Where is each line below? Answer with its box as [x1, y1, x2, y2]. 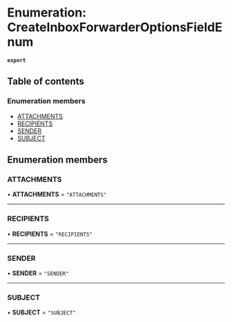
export [7, 57, 26, 63]
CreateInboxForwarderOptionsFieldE [7, 19, 223, 35]
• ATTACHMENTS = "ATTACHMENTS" [7, 190, 107, 199]
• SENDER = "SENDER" [7, 269, 69, 277]
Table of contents [7, 76, 84, 88]
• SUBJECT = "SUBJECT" [7, 308, 76, 316]
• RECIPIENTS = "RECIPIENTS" [7, 230, 93, 238]
